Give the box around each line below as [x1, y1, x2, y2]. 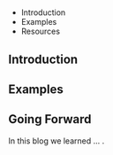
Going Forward [8, 112, 92, 127]
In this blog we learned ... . [8, 136, 105, 146]
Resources [20, 26, 61, 37]
